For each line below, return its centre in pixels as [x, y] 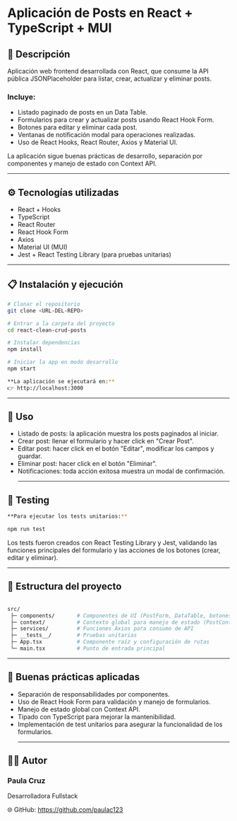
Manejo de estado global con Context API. [79, 709]
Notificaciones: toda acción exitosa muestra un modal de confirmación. [121, 471]
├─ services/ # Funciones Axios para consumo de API [102, 629]
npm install [25, 349]
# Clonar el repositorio [44, 304]
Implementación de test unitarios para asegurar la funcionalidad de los [120, 724]
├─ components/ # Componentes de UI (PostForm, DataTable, [108, 616]
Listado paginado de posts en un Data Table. [83, 112]
